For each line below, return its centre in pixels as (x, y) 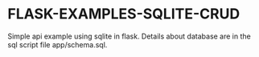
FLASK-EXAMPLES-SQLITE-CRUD (124, 14)
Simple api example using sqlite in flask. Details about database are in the (129, 36)
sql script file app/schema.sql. (58, 44)
